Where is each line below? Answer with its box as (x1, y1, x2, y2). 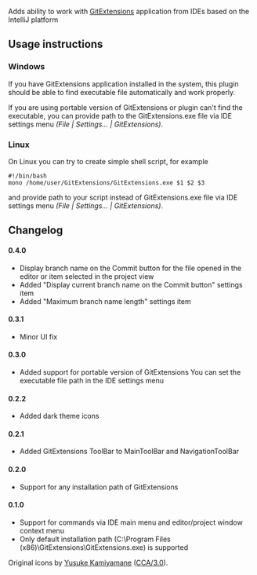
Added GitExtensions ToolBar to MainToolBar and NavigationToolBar (19, 447, 240, 456)
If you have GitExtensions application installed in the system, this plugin (8, 79, 239, 89)
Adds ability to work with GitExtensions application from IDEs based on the (8, 7, 249, 16)
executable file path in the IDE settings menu (19, 375, 165, 385)
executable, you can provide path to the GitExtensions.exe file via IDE (8, 111, 233, 120)
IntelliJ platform (8, 15, 59, 24)
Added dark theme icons (19, 412, 100, 421)
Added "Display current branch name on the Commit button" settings (19, 280, 243, 289)
